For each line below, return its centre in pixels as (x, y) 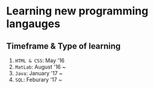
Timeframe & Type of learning (63, 46)
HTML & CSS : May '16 (40, 60)
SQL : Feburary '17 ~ (38, 80)
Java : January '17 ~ (39, 73)
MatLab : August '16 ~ (40, 67)
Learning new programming (77, 11)
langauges (33, 24)
